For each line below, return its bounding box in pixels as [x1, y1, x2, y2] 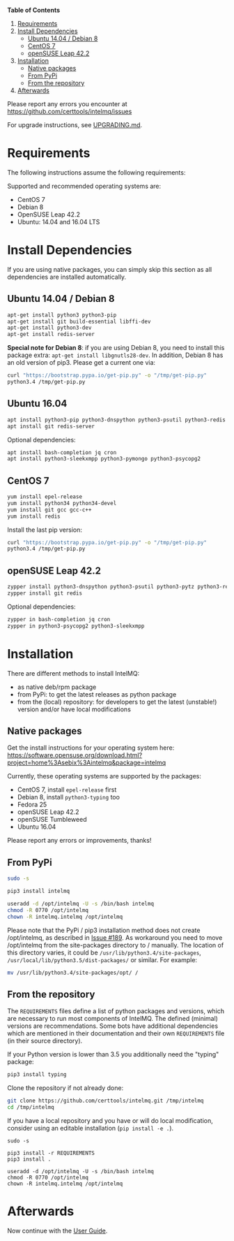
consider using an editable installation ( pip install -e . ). [7, 1124, 174, 1132]
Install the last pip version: [7, 525, 82, 534]
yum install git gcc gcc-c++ [7, 506, 92, 513]
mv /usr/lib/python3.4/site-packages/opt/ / [7, 969, 139, 976]
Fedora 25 [17, 800, 47, 809]
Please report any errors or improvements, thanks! [7, 836, 152, 845]
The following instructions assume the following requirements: [7, 168, 186, 177]
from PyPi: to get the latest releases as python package [17, 690, 177, 698]
